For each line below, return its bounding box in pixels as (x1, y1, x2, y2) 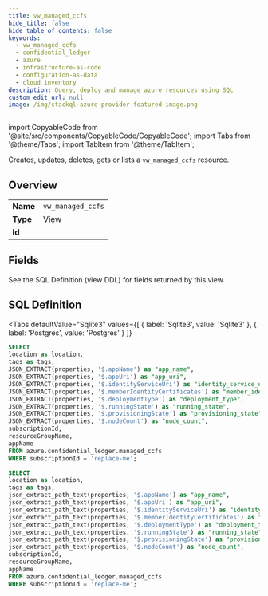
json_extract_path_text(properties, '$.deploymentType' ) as (8, 520, 213, 529)
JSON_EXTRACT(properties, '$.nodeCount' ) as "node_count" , (8, 417, 209, 425)
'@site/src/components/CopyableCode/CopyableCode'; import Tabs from (8, 131, 251, 140)
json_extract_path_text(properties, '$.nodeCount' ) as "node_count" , (8, 543, 245, 551)
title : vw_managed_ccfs (8, 11, 88, 20)
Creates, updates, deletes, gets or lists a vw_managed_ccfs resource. (8, 155, 230, 164)
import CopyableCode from (8, 123, 98, 132)
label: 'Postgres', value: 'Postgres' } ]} (8, 328, 132, 337)
